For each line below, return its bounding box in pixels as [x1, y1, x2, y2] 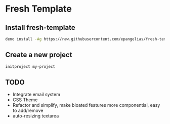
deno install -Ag [5, 36, 42, 42]
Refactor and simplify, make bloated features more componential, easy [12, 102, 160, 108]
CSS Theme [12, 97, 38, 103]
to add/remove [12, 107, 44, 114]
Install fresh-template [5, 23, 75, 32]
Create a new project [5, 51, 72, 59]
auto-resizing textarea [12, 113, 59, 119]
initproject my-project [5, 64, 56, 69]
